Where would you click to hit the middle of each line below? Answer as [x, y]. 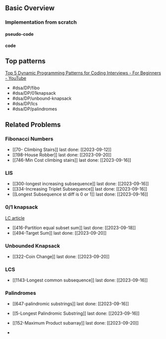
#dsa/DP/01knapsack [34, 93]
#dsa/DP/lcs [25, 104]
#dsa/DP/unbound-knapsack [42, 98]
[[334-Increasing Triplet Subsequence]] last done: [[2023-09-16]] [80, 189]
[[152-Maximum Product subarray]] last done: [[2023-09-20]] [75, 323]
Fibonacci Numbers [29, 138]
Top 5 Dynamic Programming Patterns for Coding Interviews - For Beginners [83, 73]
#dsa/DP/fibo [26, 88]
